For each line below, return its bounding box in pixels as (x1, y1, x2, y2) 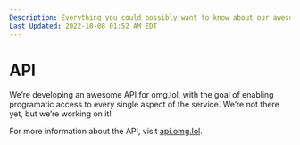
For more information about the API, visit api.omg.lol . (9, 126, 203, 137)
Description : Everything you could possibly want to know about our (9, 13, 270, 22)
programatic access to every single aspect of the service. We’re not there (9, 99, 279, 110)
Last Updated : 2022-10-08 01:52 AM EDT (9, 21, 158, 30)
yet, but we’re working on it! (9, 108, 112, 119)
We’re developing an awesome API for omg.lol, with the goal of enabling (9, 90, 274, 100)
